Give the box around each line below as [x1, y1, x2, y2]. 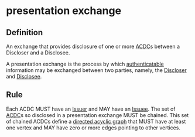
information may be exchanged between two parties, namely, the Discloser [6, 67, 187, 74]
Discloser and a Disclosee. [6, 49, 70, 56]
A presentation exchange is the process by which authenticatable [6, 60, 164, 67]
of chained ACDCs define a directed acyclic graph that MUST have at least [6, 118, 186, 125]
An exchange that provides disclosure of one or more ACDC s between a [6, 43, 180, 50]
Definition [6, 28, 43, 37]
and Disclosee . [6, 73, 42, 80]
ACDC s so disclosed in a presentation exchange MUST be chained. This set [6, 111, 189, 118]
